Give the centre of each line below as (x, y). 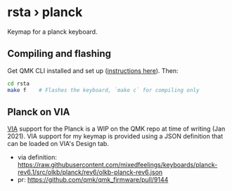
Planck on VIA (39, 112)
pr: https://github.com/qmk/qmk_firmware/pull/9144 (93, 180)
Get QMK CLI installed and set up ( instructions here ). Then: (93, 70)
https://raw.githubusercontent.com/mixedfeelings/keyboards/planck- (117, 165)
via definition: (37, 157)
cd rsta (19, 84)
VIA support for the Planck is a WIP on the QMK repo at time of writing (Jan (116, 129)
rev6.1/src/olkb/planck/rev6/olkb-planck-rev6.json (90, 172)
